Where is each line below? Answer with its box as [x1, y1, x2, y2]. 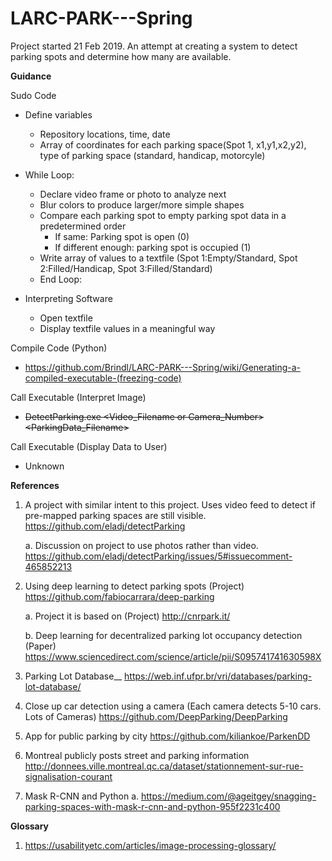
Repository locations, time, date [39, 128, 171, 140]
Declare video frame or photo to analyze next [39, 188, 227, 200]
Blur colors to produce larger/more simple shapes [39, 198, 245, 211]
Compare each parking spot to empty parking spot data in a [39, 209, 287, 221]
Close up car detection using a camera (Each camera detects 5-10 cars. [24, 700, 322, 712]
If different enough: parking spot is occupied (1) [54, 241, 252, 253]
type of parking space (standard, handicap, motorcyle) [39, 149, 266, 161]
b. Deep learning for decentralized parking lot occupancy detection [24, 629, 303, 641]
